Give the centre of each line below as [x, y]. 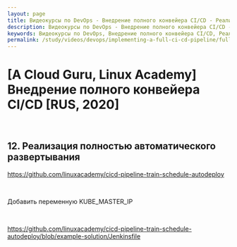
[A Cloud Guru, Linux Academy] [102, 75]
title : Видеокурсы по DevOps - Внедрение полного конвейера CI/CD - [110, 20]
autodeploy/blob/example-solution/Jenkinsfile [74, 236]
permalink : [23, 40]
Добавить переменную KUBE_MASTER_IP [70, 201]
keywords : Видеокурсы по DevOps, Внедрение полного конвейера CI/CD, [112, 33]
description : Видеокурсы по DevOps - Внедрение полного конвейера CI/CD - [120, 27]
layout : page [26, 14]
